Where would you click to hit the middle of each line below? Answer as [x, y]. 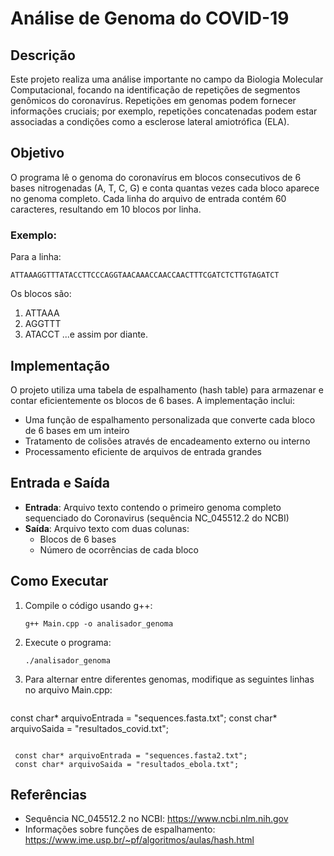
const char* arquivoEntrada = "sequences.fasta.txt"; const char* [144, 718]
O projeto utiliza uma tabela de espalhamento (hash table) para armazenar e [167, 389]
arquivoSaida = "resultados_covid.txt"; [89, 728]
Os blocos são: [41, 294]
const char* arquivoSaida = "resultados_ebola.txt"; [127, 764]
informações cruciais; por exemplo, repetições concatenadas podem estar [164, 111]
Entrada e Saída [60, 483]
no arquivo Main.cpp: [68, 689]
